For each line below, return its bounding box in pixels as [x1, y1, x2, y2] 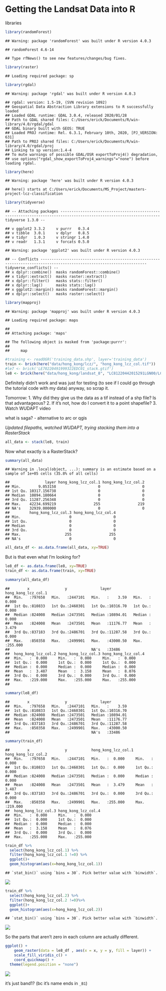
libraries [5, 20, 22, 26]
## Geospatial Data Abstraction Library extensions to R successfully [5, 104, 154, 109]
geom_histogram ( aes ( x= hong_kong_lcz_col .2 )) [9, 907, 103, 912]
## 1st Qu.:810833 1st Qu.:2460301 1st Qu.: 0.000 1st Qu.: [5, 765, 154, 770]
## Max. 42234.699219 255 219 [5, 501, 145, 507]
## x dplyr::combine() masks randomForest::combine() [5, 270, 121, 275]
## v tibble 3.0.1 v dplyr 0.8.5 [5, 231, 90, 236]
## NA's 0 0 [5, 536, 116, 542]
